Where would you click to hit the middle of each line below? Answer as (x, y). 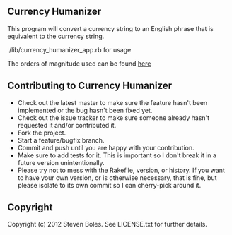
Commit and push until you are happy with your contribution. (106, 147)
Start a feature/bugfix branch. (61, 140)
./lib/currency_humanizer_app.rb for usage (69, 49)
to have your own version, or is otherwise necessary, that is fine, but (117, 177)
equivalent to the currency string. (56, 36)
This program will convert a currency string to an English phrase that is (110, 28)
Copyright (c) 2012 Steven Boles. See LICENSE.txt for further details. (107, 224)
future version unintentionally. (61, 162)
